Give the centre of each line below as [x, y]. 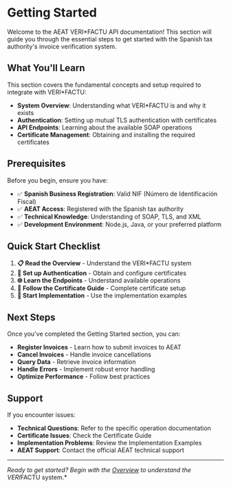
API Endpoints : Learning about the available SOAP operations [104, 127]
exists [25, 112]
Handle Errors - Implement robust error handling [86, 369]
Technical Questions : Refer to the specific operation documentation [114, 428]
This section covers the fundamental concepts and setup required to [104, 85]
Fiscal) [26, 201]
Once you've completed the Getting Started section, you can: [94, 334]
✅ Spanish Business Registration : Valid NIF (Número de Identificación [117, 194]
